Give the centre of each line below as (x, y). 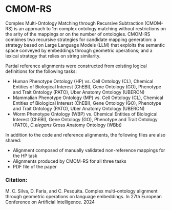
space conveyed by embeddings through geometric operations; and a (79, 50)
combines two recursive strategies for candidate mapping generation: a (81, 40)
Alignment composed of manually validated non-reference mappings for (89, 150)
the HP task (25, 156)
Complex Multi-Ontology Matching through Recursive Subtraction (74, 23)
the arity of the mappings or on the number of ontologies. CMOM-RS (78, 34)
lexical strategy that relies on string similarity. (53, 56)
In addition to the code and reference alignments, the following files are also (85, 135)
